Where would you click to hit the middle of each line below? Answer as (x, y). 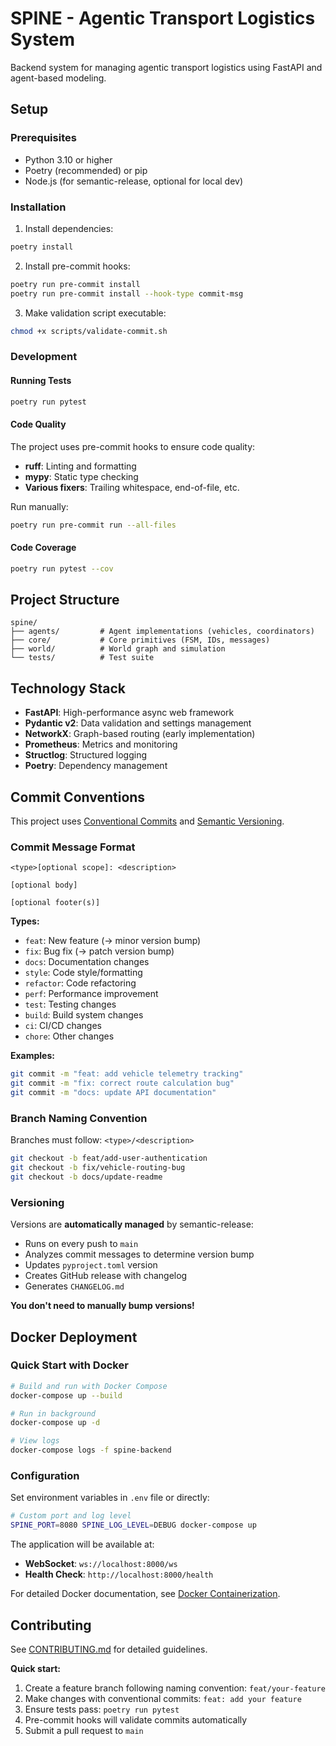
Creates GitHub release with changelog (106, 1276)
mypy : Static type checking (81, 476)
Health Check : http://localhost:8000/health (119, 1574)
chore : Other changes (69, 1036)
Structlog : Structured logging (85, 755)
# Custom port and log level (71, 1516)
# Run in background (53, 1413)
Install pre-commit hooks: (77, 266)
